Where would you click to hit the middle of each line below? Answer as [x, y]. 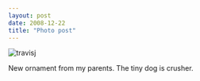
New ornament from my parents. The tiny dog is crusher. [101, 68]
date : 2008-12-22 [37, 23]
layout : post [30, 15]
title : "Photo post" [42, 30]
